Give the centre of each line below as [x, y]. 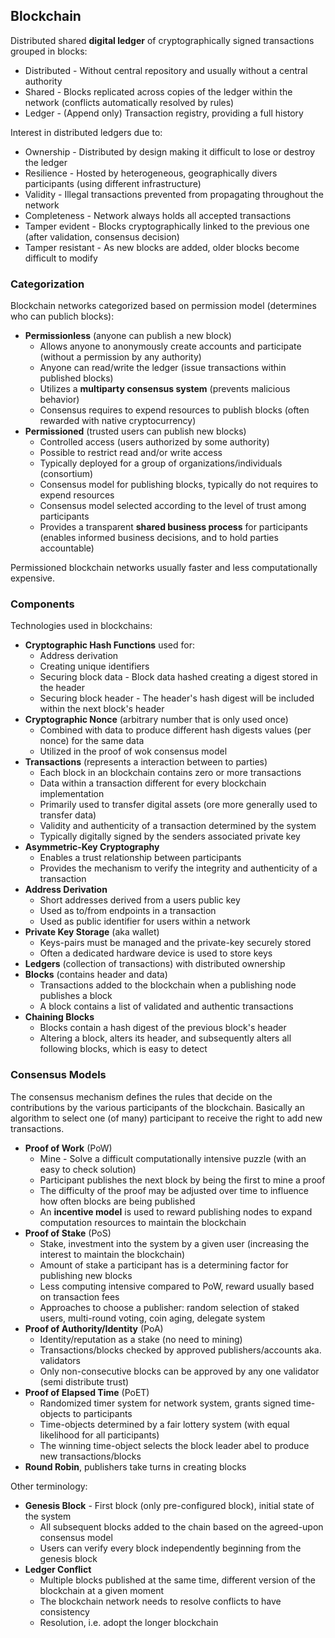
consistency [64, 1611]
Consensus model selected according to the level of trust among [173, 506]
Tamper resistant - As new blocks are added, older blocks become [162, 247]
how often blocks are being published [117, 1201]
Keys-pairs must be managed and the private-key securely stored [175, 943]
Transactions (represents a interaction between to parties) [146, 762]
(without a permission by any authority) [120, 357]
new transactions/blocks [90, 1456]
